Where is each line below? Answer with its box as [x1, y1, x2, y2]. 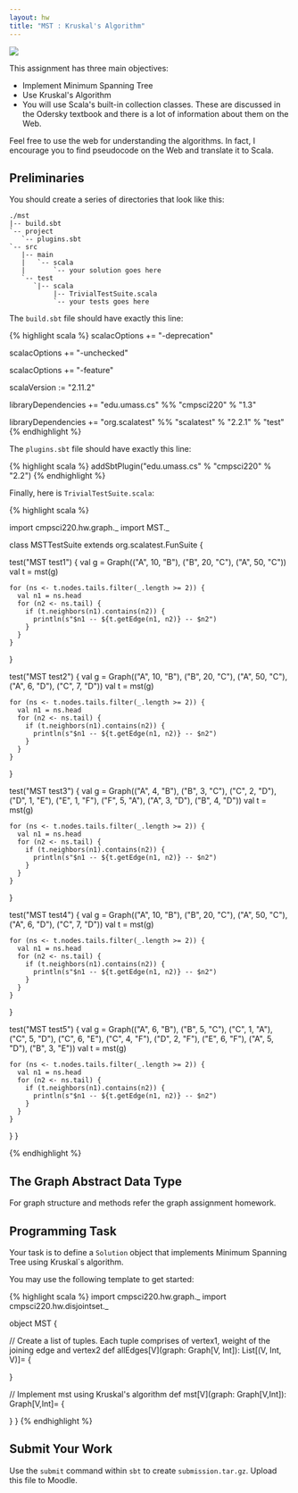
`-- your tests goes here [53, 297, 150, 306]
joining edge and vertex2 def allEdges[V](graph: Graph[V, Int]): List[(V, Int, [9, 1345, 282, 1355]
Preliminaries [9, 171, 85, 186]
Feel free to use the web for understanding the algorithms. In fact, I [9, 135, 256, 146]
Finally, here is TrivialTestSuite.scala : [9, 488, 154, 498]
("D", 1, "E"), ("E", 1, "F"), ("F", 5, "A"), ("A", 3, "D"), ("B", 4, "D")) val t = [9, 796, 268, 806]
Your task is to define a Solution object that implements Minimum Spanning [9, 1247, 287, 1257]
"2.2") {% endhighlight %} [9, 471, 106, 481]
